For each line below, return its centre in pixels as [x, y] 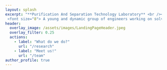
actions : [19, 37]
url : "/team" [32, 55]
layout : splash [21, 10]
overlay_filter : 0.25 [32, 33]
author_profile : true [28, 60]
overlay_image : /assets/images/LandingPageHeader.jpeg [68, 28]
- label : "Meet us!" [35, 51]
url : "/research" [36, 46]
